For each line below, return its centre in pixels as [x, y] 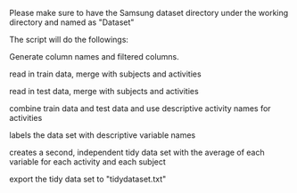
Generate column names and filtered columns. [95, 56]
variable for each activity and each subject [88, 162]
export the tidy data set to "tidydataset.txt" [88, 179]
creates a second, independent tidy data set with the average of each [137, 152]
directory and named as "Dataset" [72, 22]
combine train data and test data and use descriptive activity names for [140, 109]
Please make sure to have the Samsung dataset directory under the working [149, 13]
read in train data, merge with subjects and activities [106, 74]
